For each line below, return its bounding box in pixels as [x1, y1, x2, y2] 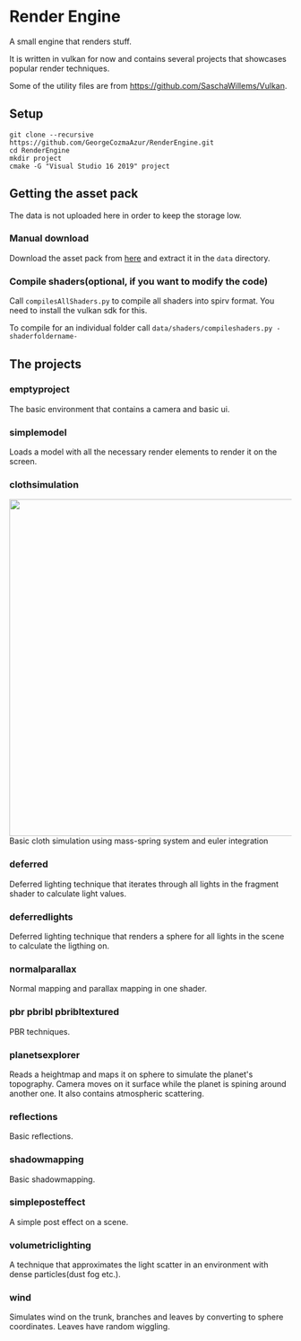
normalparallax [9, 963, 77, 975]
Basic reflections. [9, 1131, 73, 1142]
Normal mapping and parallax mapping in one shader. [9, 984, 208, 994]
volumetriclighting [9, 1239, 91, 1251]
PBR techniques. [9, 1026, 71, 1037]
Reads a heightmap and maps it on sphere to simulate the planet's [9, 1069, 254, 1080]
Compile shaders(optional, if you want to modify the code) [9, 275, 269, 287]
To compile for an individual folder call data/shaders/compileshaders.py [9, 322, 273, 333]
